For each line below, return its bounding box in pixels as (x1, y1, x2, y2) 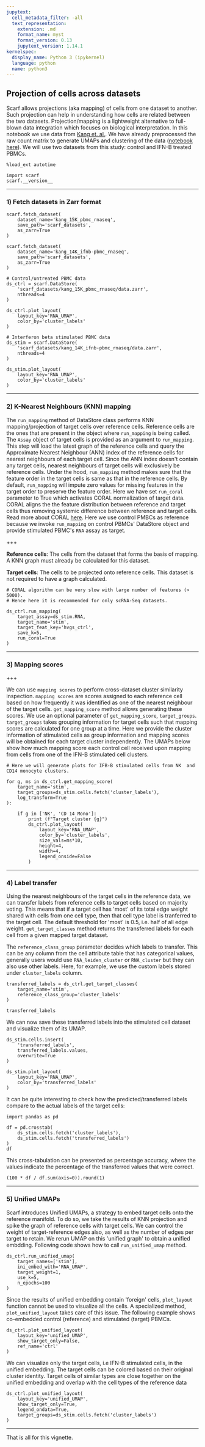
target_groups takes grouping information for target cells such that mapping (6, 718, 198, 726)
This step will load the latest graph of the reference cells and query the (6, 442, 185, 450)
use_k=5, (17, 1274, 40, 1280)
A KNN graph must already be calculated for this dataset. (6, 556, 150, 564)
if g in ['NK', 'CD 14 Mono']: (17, 811, 97, 817)
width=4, (38, 848, 62, 855)
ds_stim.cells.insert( (6, 1037, 64, 1043)
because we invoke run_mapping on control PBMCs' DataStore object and (6, 520, 190, 527)
